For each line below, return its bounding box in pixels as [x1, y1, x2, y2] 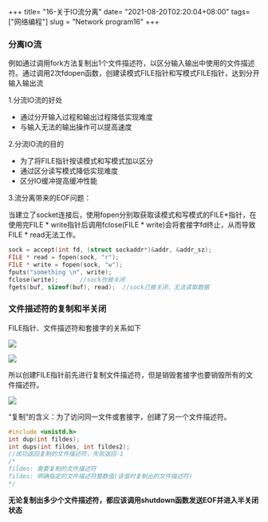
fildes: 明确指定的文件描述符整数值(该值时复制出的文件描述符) [8, 473, 193, 480]
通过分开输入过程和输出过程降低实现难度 [19, 113, 153, 122]
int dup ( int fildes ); [8, 435, 81, 443]
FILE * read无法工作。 [8, 230, 81, 239]
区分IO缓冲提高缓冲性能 [19, 176, 98, 186]
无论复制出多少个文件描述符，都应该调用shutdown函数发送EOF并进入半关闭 [8, 495, 259, 504]
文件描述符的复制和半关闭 [8, 303, 107, 314]
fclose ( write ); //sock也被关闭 [8, 275, 125, 283]
